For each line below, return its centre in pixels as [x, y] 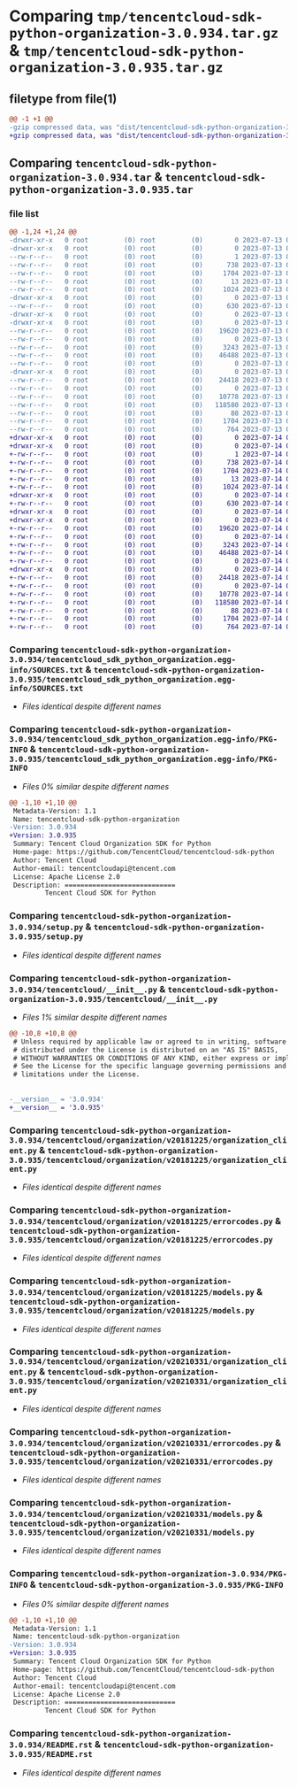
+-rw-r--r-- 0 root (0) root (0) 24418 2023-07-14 [146, 578]
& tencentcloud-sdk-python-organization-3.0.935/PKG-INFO [156, 1584]
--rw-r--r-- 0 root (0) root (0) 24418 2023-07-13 [146, 381]
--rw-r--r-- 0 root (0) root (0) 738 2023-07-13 [146, 265]
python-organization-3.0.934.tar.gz [144, 33]
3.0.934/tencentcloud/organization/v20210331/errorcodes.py [141, 1443]
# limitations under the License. [76, 1075]
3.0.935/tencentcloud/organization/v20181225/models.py [132, 1311]
